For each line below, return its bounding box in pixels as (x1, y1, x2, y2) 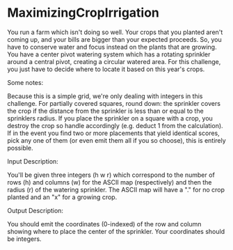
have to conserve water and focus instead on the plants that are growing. (7, 42, 217, 51)
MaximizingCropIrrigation (7, 5, 160, 21)
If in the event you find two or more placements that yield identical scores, (7, 129, 220, 137)
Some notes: (7, 78, 44, 86)
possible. (7, 143, 33, 152)
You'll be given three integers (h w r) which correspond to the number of (7, 171, 216, 179)
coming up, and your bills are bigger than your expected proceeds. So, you (7, 35, 222, 43)
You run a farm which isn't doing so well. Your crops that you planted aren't (7, 28, 223, 36)
